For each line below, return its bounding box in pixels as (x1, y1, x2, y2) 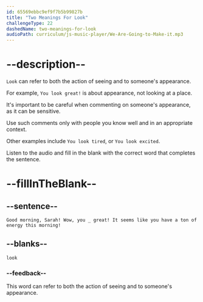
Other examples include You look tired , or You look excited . (6, 138, 160, 145)
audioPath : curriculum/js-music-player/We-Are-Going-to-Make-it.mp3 (6, 32, 184, 38)
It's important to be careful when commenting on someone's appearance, (6, 101, 191, 109)
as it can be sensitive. (6, 107, 61, 115)
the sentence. (6, 156, 41, 163)
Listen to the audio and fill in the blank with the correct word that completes (6, 149, 196, 156)
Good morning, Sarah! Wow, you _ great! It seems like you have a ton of (6, 217, 198, 223)
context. (6, 126, 27, 133)
